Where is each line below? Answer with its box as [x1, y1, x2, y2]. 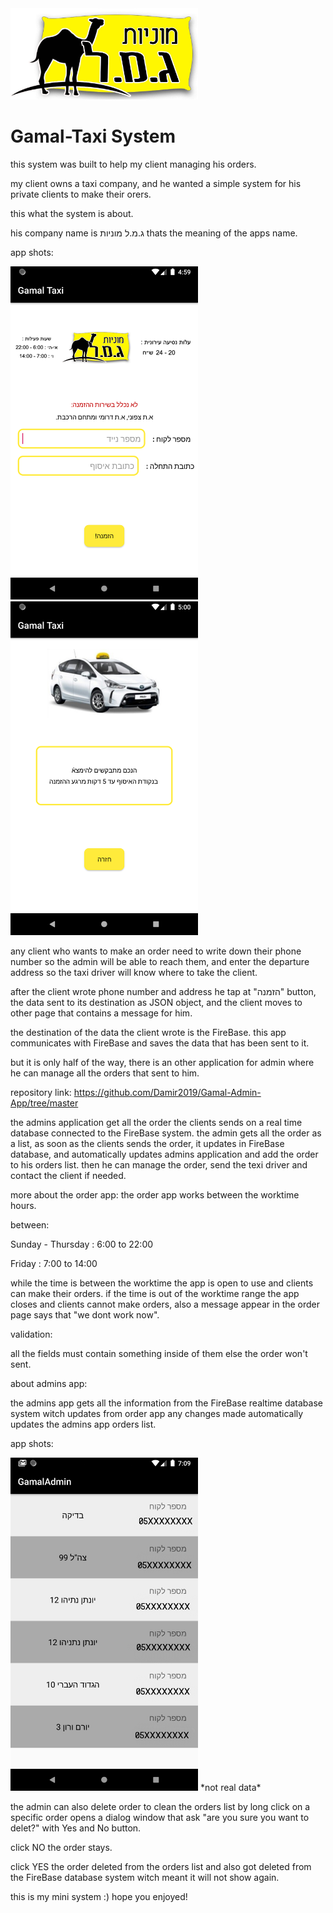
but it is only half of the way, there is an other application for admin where [10, 1056, 315, 1068]
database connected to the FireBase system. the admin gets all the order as [10, 1127, 322, 1139]
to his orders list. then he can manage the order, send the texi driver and [10, 1158, 308, 1171]
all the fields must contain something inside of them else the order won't [10, 1347, 308, 1359]
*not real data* [199, 1782, 262, 1794]
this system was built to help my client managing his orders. [10, 158, 257, 171]
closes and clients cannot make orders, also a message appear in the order [10, 1298, 321, 1310]
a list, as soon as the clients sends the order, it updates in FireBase [10, 1137, 285, 1149]
